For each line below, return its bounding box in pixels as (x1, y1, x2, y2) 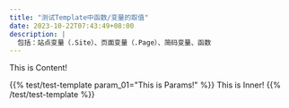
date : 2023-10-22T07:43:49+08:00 (9, 21, 135, 30)
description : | (9, 29, 66, 38)
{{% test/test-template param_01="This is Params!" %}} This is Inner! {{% (9, 79, 281, 90)
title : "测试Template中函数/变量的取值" (9, 12, 149, 22)
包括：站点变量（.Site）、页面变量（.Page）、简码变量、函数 (17, 37, 212, 47)
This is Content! (9, 62, 68, 73)
